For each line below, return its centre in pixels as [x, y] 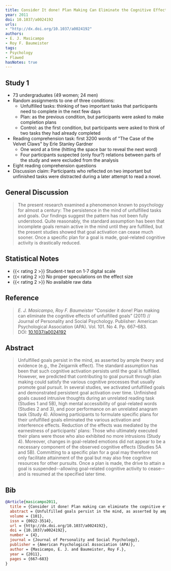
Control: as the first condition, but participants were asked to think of [92, 128]
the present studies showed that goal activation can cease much [85, 232]
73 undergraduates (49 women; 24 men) [55, 95]
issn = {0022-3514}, [32, 521]
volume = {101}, [27, 516]
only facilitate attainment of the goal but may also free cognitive [84, 458]
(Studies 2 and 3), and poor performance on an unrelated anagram [88, 409]
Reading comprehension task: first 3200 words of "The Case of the [83, 139]
